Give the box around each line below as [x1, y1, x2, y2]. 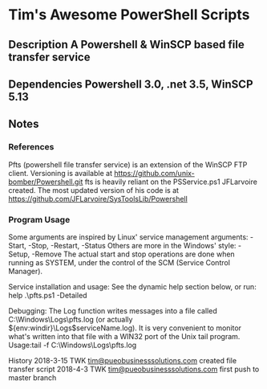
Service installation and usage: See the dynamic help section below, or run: [8, 281, 257, 291]
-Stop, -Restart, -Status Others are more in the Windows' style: [27, 240, 237, 250]
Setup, [8, 249, 30, 259]
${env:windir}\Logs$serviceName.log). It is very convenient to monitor [8, 323, 242, 333]
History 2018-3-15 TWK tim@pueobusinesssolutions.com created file [8, 355, 237, 365]
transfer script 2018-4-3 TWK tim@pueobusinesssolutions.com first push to [8, 364, 260, 374]
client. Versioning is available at [8, 168, 112, 178]
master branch [8, 372, 57, 383]
